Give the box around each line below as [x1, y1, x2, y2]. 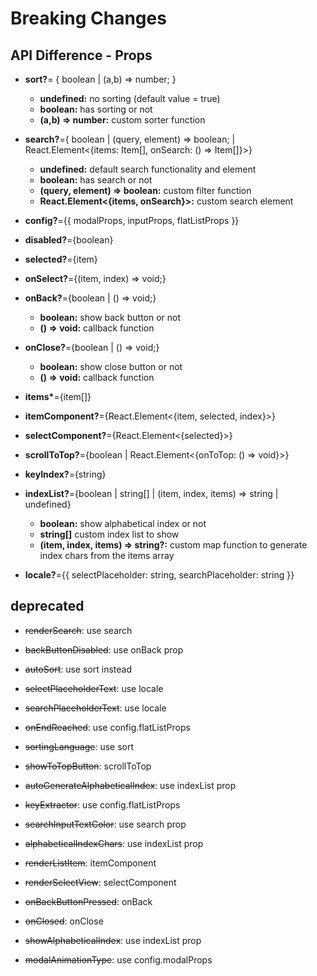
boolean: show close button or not [39, 361, 183, 372]
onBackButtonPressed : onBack [24, 895, 153, 907]
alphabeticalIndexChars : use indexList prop [24, 837, 204, 849]
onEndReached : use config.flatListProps [24, 721, 191, 733]
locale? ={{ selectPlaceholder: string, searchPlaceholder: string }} [24, 569, 295, 581]
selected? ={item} [24, 253, 98, 265]
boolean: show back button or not [39, 312, 182, 323]
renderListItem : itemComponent [24, 857, 157, 869]
